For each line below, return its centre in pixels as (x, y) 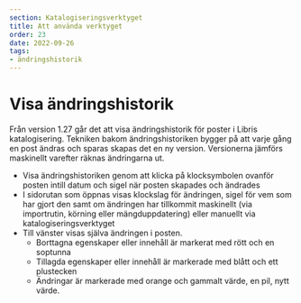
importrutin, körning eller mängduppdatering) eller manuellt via (139, 214)
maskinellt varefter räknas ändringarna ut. (87, 158)
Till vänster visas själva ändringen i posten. (102, 233)
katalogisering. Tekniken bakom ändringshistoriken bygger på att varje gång (150, 138)
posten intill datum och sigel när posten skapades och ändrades (141, 185)
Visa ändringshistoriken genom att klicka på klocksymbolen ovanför (148, 175)
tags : (19, 51)
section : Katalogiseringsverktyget (76, 18)
